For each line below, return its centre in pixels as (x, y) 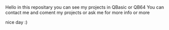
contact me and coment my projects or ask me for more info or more (78, 12)
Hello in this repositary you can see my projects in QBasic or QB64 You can (85, 7)
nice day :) (16, 22)
